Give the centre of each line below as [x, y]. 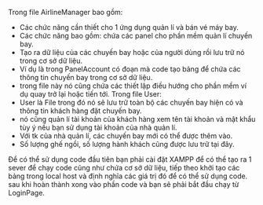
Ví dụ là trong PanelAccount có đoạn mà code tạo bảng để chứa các [130, 69]
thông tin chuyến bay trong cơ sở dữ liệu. [86, 77]
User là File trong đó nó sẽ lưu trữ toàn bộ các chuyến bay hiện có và [131, 102]
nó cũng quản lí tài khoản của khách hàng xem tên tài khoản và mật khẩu [137, 119]
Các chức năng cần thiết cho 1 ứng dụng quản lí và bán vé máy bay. [129, 27]
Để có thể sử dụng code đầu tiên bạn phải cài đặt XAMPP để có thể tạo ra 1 [130, 159]
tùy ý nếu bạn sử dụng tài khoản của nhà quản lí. [98, 127]
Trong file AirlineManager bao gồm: [66, 12]
